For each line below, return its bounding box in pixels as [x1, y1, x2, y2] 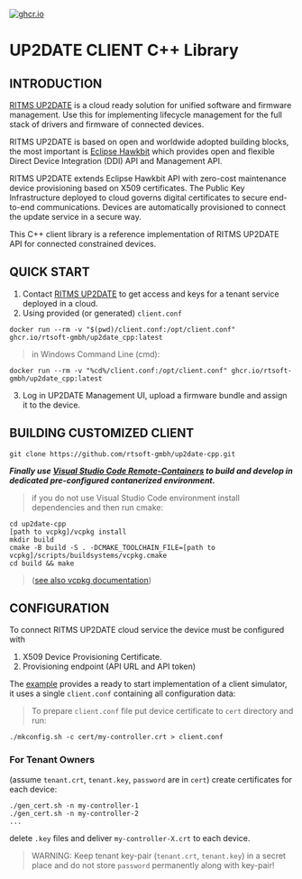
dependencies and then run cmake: [31, 501, 164, 513]
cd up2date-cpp [9, 519, 67, 528]
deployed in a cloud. [22, 298, 98, 308]
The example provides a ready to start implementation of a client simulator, [9, 679, 288, 690]
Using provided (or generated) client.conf [22, 307, 182, 318]
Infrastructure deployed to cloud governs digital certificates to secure [9, 192, 268, 203]
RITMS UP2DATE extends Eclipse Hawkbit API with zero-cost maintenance [9, 173, 287, 184]
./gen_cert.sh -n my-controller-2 [9, 809, 140, 818]
